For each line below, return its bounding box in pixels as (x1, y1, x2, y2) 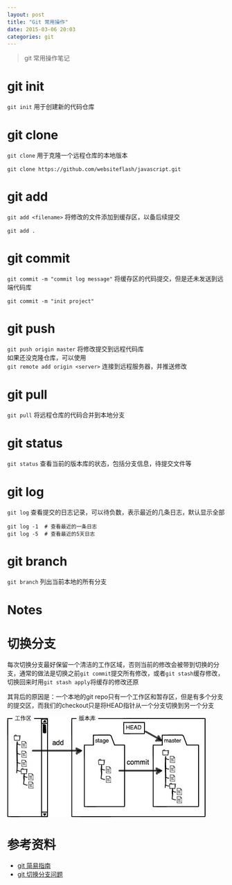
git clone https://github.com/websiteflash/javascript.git (7, 166, 181, 173)
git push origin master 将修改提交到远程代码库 (7, 345, 144, 353)
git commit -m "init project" (7, 298, 95, 305)
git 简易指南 (17, 861, 51, 870)
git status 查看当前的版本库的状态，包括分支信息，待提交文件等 (7, 459, 192, 468)
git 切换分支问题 (17, 870, 64, 878)
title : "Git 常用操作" (7, 18, 69, 26)
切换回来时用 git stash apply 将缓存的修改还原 (7, 677, 139, 686)
